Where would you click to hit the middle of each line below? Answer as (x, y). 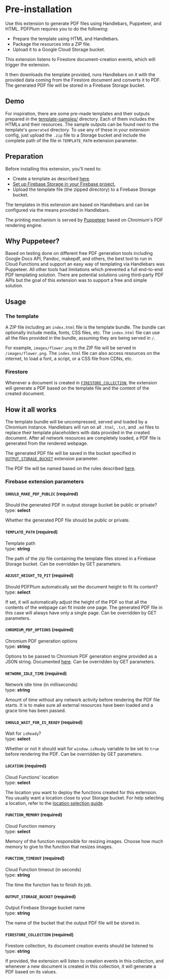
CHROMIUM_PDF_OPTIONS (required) (40, 630)
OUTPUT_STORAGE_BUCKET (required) (41, 896)
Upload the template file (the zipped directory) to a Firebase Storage (84, 189)
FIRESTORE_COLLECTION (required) (40, 934)
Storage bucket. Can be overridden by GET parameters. (63, 564)
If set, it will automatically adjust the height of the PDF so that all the (76, 602)
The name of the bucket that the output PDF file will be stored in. (73, 923)
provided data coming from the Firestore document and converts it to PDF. (83, 80)
